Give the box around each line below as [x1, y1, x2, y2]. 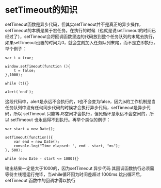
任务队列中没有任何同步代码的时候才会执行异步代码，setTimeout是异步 [5, 104, 146, 110]
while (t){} [5, 81, 29, 85]
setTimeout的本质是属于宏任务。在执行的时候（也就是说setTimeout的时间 [5, 27, 152, 33]
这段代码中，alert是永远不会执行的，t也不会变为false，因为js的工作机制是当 [5, 98, 156, 104]
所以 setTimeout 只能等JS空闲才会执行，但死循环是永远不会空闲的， [13, 110, 150, 117]
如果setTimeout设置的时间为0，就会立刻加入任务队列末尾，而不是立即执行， [5, 39, 158, 45]
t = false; [14, 68, 36, 73]
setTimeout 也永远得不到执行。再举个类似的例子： [10, 117, 111, 122]
